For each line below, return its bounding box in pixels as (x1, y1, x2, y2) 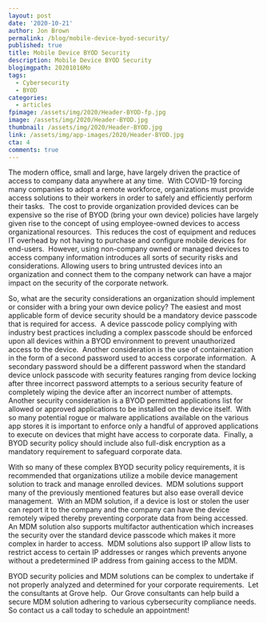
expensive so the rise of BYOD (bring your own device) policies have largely (8, 210, 259, 220)
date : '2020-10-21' (8, 19, 74, 27)
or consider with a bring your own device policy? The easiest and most (8, 302, 241, 312)
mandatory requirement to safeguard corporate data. (8, 447, 182, 456)
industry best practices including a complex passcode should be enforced (8, 328, 253, 337)
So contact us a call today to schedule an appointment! (8, 605, 189, 615)
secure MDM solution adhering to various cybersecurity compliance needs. (8, 597, 257, 607)
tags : (8, 71, 26, 79)
